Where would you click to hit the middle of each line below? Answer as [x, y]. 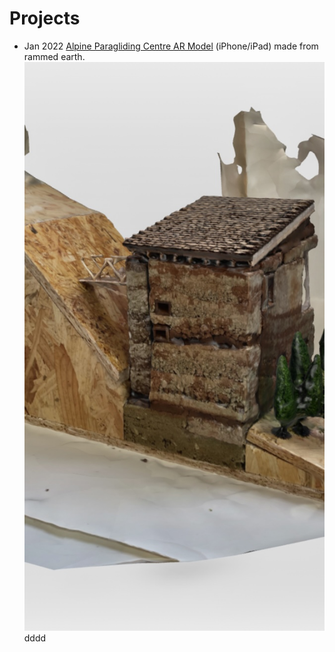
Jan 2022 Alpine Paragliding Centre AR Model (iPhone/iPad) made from [171, 46]
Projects [45, 18]
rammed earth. [54, 56]
